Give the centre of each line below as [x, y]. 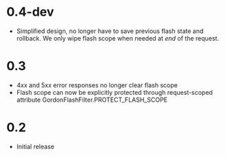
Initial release [35, 146]
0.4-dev [30, 12]
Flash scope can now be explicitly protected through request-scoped [114, 92]
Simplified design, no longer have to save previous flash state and [110, 31]
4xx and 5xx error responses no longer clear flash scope [97, 85]
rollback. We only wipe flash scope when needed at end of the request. [118, 38]
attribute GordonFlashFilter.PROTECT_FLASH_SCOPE [92, 100]
